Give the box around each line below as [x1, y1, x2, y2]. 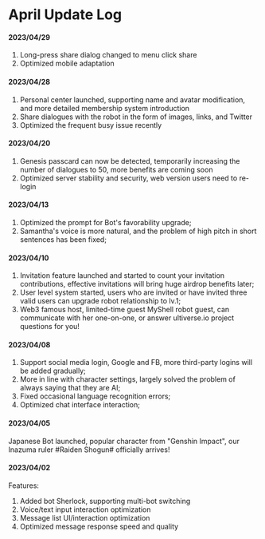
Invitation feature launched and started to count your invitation [19, 271, 225, 280]
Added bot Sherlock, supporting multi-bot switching [19, 496, 191, 505]
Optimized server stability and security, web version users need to [19, 173, 238, 183]
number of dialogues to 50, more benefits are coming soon [19, 164, 213, 174]
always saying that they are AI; [19, 383, 121, 393]
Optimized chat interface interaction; [19, 400, 141, 410]
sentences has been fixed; [19, 235, 107, 244]
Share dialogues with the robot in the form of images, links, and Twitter [19, 112, 253, 121]
